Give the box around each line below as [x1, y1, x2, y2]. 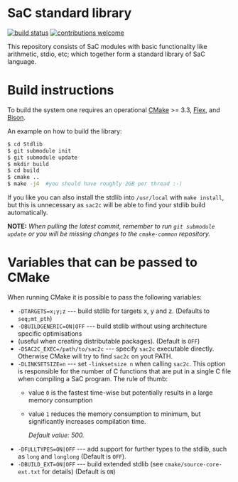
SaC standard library [7, 5, 132, 21]
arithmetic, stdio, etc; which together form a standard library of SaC [7, 50, 206, 58]
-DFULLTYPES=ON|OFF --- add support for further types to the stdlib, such [17, 444, 227, 453]
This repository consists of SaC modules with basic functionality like [7, 42, 207, 50]
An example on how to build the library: [7, 126, 122, 136]
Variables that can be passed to [7, 254, 198, 270]
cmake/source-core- [164, 461, 222, 468]
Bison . [7, 113, 26, 121]
